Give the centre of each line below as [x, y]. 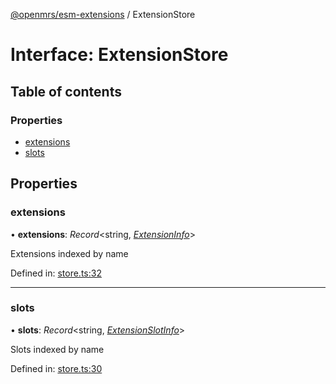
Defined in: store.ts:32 [56, 273]
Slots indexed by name [57, 349]
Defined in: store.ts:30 [56, 368]
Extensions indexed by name [69, 253]
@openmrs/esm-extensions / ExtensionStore [103, 14]
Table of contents [66, 91]
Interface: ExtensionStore [119, 55]
